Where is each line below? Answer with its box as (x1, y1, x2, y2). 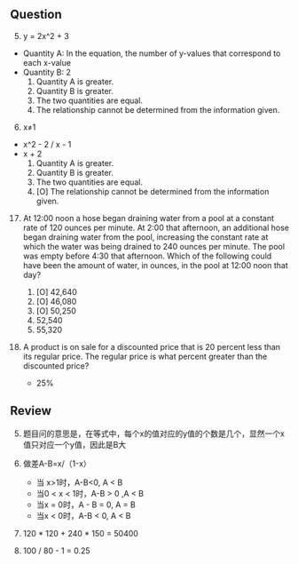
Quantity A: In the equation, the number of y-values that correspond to (22, 48, 281, 59)
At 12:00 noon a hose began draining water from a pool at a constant (22, 212, 274, 223)
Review (10, 403, 52, 418)
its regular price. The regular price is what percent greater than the (22, 351, 268, 361)
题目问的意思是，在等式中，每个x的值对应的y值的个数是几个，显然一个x (22, 428, 285, 439)
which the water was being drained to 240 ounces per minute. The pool (22, 241, 286, 251)
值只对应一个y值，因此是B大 (22, 439, 127, 449)
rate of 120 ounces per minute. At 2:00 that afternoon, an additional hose (22, 222, 289, 233)
